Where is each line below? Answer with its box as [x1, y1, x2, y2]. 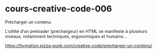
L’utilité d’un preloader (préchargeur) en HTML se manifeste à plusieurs [5, 28, 148, 34]
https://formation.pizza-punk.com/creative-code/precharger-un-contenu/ [5, 42, 153, 48]
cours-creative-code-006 [5, 3, 112, 14]
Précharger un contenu [5, 19, 51, 25]
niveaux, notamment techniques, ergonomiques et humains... [5, 33, 127, 39]
